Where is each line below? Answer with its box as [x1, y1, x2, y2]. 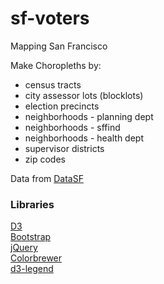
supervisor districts [24, 142, 105, 154]
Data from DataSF [10, 172, 84, 184]
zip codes [24, 153, 66, 165]
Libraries [10, 197, 55, 211]
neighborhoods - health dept [24, 132, 145, 144]
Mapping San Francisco [10, 40, 108, 52]
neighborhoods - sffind [24, 121, 121, 133]
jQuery [10, 242, 38, 254]
